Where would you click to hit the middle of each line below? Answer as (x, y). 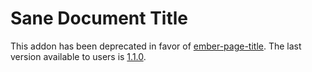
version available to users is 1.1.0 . (78, 56)
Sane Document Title (99, 18)
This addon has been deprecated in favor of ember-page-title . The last (156, 46)
